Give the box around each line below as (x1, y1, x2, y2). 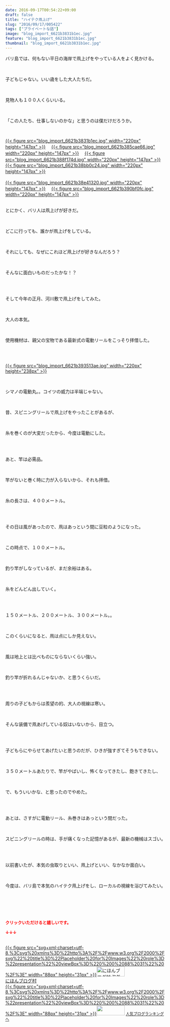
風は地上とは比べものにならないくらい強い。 (5, 653, 99, 659)
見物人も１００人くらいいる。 (5, 96, 68, 103)
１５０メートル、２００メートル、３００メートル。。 (5, 612, 115, 618)
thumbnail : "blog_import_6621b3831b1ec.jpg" (5, 41, 101, 46)
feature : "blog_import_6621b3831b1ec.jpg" (5, 36, 97, 41)
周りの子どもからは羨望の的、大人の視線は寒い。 (5, 700, 108, 706)
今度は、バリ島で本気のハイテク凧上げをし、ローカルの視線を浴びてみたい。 (5, 883, 166, 889)
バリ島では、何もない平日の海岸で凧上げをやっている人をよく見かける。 (5, 55, 157, 61)
